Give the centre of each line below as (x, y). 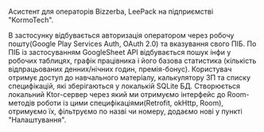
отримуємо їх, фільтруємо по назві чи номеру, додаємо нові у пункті (125, 111)
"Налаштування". (37, 120)
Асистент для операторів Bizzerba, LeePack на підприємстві (111, 12)
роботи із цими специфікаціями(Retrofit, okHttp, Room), (130, 103)
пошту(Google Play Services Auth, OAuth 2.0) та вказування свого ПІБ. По (132, 44)
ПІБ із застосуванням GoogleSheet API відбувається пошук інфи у (120, 52)
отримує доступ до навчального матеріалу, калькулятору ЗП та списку (130, 78)
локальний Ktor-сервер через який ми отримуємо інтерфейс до (117, 94)
